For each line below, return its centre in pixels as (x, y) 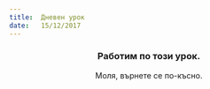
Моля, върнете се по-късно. (149, 75)
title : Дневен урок (47, 17)
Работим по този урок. (149, 56)
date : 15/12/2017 (45, 26)
